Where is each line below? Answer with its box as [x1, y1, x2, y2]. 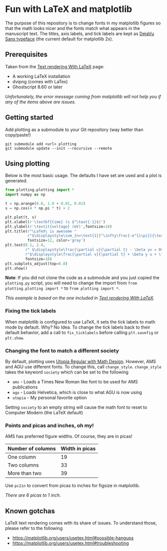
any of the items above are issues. [5, 99, 76, 105]
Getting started [5, 113, 54, 122]
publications [12, 384, 38, 390]
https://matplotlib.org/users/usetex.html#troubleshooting [12, 540, 129, 547]
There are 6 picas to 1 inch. [5, 492, 61, 498]
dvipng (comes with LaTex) [12, 78, 68, 84]
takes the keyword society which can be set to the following [5, 369, 129, 375]
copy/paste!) [5, 132, 31, 138]
